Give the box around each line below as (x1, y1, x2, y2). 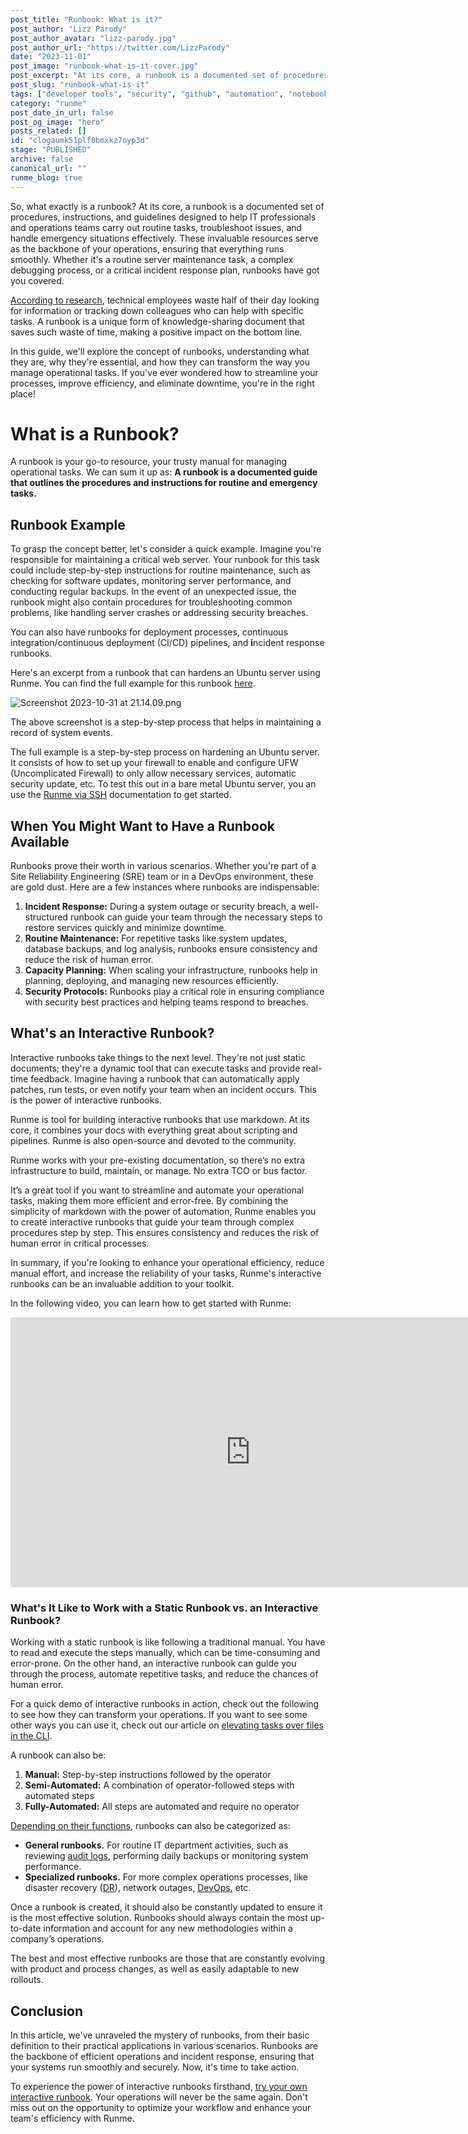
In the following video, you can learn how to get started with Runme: (10, 1297, 292, 1309)
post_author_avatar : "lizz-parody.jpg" (10, 33, 177, 43)
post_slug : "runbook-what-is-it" (10, 80, 150, 90)
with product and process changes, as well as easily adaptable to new (10, 1963, 300, 1975)
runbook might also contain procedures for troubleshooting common (10, 596, 293, 608)
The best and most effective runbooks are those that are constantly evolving (10, 1952, 325, 1965)
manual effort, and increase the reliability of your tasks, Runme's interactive (10, 1267, 322, 1279)
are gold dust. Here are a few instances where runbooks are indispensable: (10, 881, 320, 893)
